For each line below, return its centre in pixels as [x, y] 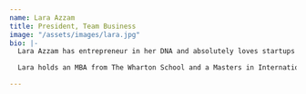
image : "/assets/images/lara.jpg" [75, 34]
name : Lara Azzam [42, 18]
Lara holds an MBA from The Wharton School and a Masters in [136, 68]
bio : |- [24, 43]
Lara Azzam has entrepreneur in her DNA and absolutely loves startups [157, 52]
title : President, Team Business [73, 26]
